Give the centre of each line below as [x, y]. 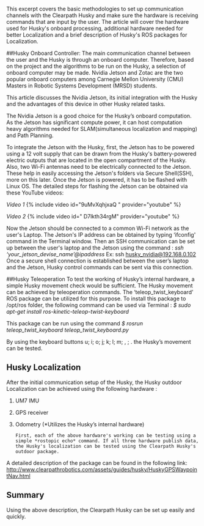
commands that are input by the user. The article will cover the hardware [98, 22]
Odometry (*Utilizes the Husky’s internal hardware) [80, 424]
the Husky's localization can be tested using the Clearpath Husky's [106, 446]
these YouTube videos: [35, 193]
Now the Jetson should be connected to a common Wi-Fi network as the [98, 228]
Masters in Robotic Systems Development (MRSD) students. [82, 86]
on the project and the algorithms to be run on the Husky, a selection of [96, 66]
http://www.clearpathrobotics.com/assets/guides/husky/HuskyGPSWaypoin [102, 469]
